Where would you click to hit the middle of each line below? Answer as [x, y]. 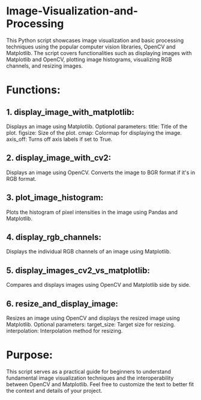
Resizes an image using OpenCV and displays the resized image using [93, 318]
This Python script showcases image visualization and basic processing [95, 40]
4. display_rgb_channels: [54, 237]
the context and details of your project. [54, 390]
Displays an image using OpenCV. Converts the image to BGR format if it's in [101, 172]
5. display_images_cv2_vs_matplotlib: [78, 270]
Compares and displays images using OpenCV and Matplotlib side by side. [98, 285]
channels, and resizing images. [44, 66]
